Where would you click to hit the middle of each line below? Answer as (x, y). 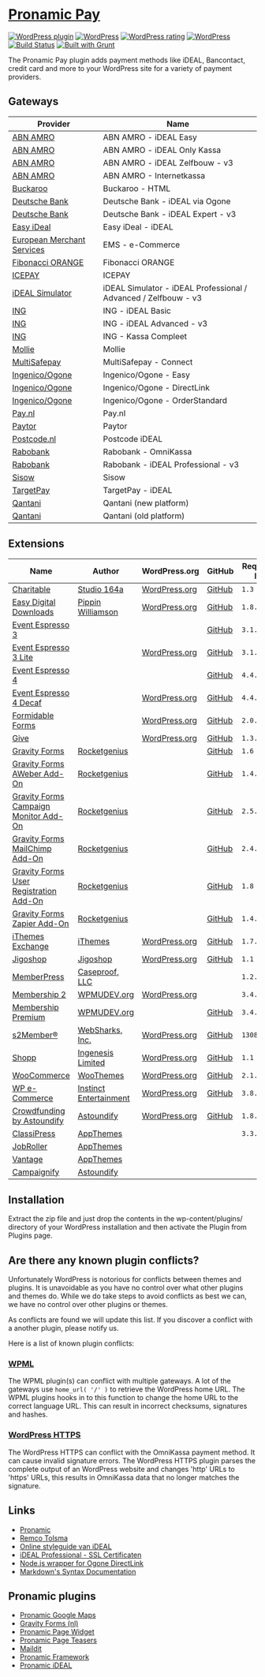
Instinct (91, 1088)
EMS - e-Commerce (142, 245)
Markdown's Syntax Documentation (78, 1571)
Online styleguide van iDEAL (65, 1546)
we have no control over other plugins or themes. (88, 1305)
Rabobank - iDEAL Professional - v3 (171, 465)
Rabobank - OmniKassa (147, 451)
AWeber (27, 773)
